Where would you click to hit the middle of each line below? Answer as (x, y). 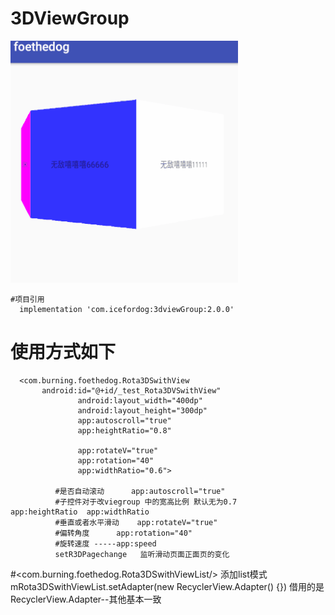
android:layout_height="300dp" (142, 410)
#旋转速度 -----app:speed (105, 543)
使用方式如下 (63, 352)
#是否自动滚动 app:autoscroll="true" (140, 491)
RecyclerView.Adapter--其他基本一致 (86, 599)
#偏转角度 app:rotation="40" (123, 533)
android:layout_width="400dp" (140, 400)
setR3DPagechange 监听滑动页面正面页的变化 (142, 554)
